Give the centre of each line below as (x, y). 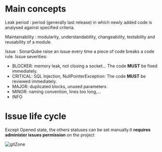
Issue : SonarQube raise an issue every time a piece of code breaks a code (80, 51)
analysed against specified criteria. (40, 27)
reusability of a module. (29, 42)
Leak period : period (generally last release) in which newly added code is (79, 22)
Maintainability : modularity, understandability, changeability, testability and (80, 37)
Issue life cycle (36, 116)
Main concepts (36, 9)
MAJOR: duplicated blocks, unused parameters (59, 86)
